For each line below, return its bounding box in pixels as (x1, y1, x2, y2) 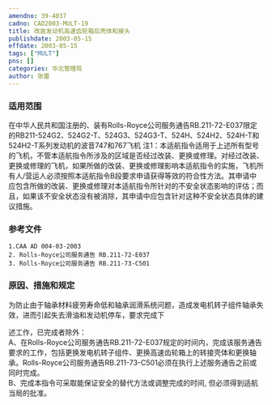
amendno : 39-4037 (8, 11, 67, 20)
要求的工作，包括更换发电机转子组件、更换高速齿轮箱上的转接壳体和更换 (8, 347, 249, 357)
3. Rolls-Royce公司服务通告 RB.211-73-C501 (8, 260, 150, 268)
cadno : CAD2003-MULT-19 (8, 19, 89, 28)
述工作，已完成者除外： (8, 327, 87, 337)
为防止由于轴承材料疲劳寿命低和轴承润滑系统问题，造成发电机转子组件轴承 (8, 300, 257, 309)
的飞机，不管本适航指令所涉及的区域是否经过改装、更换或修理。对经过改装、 (8, 151, 264, 160)
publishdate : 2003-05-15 (8, 34, 92, 43)
